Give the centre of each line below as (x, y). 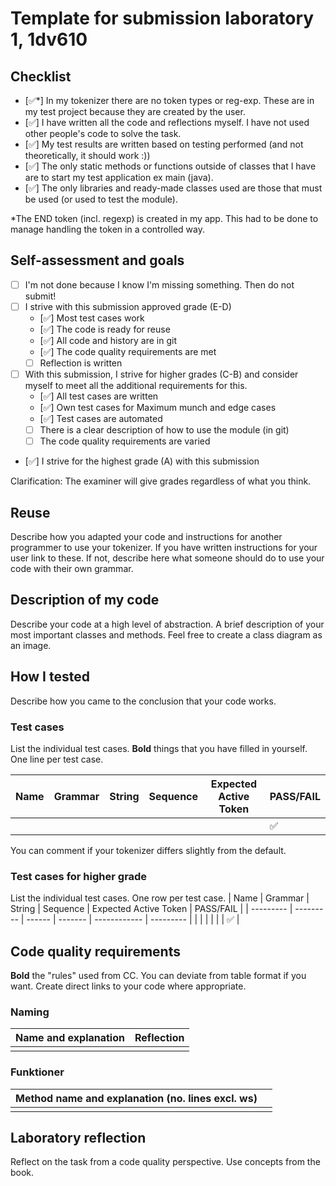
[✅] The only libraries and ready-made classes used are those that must (173, 188)
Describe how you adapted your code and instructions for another (146, 536)
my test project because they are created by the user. (135, 111)
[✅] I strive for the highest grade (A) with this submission (142, 461)
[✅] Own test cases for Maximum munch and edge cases (158, 408)
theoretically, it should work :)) (87, 155)
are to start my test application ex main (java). (119, 177)
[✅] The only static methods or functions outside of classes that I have (170, 166)
